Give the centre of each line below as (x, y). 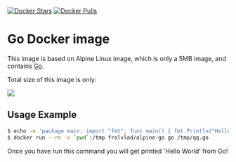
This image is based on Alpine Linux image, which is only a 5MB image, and (117, 58)
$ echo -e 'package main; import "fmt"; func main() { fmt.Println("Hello (119, 131)
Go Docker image (59, 39)
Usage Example (42, 115)
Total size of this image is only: (52, 79)
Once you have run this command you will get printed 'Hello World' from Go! (118, 151)
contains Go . (26, 66)
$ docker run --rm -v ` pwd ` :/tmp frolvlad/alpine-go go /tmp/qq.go (108, 137)
